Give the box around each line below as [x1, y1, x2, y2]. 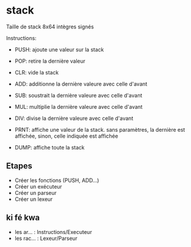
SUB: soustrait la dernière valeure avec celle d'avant [14, 92, 143, 99]
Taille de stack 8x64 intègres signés [6, 23, 94, 30]
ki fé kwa [6, 213, 40, 223]
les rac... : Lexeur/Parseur [14, 235, 78, 242]
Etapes [6, 161, 33, 171]
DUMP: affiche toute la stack [14, 144, 85, 151]
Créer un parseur [14, 189, 57, 196]
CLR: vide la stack [14, 69, 59, 76]
